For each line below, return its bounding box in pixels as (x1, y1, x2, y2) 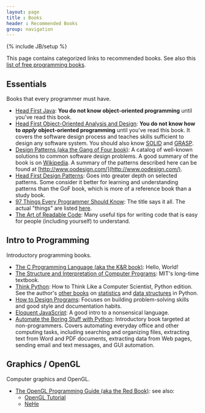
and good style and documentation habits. (15, 302, 122, 310)
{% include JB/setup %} (6, 43, 67, 50)
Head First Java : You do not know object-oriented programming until (15, 107, 193, 114)
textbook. (15, 276, 40, 283)
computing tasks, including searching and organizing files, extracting (15, 328, 190, 335)
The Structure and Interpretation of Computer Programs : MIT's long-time (15, 270, 199, 277)
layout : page (6, 9, 40, 15)
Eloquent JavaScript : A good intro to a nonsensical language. (15, 308, 170, 316)
